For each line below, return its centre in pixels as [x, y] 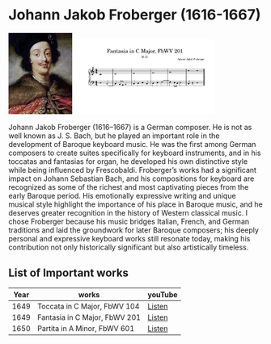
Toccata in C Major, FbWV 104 [89, 306]
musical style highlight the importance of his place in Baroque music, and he [135, 204]
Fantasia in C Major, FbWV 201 [89, 317]
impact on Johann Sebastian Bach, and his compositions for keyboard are [131, 178]
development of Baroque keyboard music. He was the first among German [132, 145]
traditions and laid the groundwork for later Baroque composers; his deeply [133, 230]
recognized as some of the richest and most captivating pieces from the [129, 187]
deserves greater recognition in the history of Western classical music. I [128, 213]
